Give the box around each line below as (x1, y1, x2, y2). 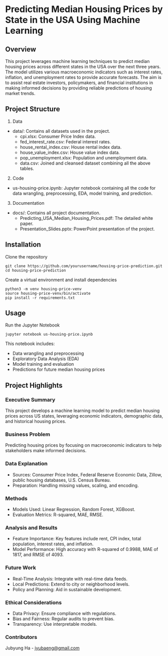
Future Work (5, 564, 36, 571)
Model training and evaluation (12, 361, 74, 367)
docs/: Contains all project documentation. (12, 210, 101, 216)
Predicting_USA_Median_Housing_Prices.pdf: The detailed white (20, 215, 153, 221)
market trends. (5, 91, 36, 96)
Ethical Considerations (5, 599, 62, 606)
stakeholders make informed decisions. (5, 448, 87, 454)
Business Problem (5, 431, 51, 438)
